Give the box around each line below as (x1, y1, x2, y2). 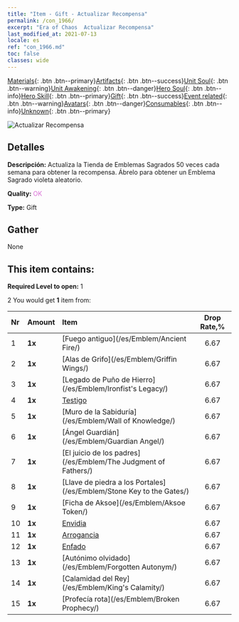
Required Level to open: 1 (7, 282, 83, 291)
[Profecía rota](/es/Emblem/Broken (61, 594, 180, 604)
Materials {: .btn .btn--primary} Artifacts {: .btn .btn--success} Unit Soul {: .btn (7, 76, 229, 85)
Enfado (61, 541, 87, 551)
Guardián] (85, 427, 119, 437)
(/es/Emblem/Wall (61, 416, 122, 426)
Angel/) (139, 437, 165, 447)
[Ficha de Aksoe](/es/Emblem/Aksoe (61, 498, 186, 508)
